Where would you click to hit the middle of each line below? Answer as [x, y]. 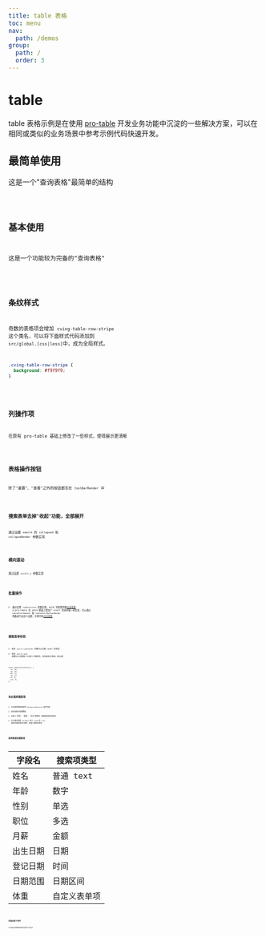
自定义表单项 [77, 897]
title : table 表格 [38, 16]
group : [19, 46]
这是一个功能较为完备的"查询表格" [57, 258]
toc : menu [25, 23]
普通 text [73, 776]
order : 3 [30, 61]
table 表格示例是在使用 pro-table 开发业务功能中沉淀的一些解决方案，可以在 [133, 123]
